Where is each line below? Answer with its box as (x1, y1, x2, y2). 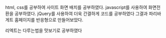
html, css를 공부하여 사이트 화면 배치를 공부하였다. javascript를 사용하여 (5, 4, 147, 10)
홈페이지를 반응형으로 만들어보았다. (14, 17, 84, 22)
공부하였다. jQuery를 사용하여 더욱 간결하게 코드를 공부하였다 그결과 (14, 10, 148, 16)
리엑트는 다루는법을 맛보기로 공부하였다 (5, 27, 82, 33)
